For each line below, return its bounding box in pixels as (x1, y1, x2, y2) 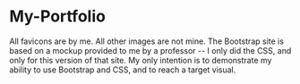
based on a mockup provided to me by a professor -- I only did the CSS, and (9, 45, 292, 55)
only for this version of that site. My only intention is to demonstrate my (9, 55, 272, 65)
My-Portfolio (9, 6, 106, 27)
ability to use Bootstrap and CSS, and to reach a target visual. (9, 64, 236, 75)
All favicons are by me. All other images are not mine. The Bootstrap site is (9, 36, 285, 46)
